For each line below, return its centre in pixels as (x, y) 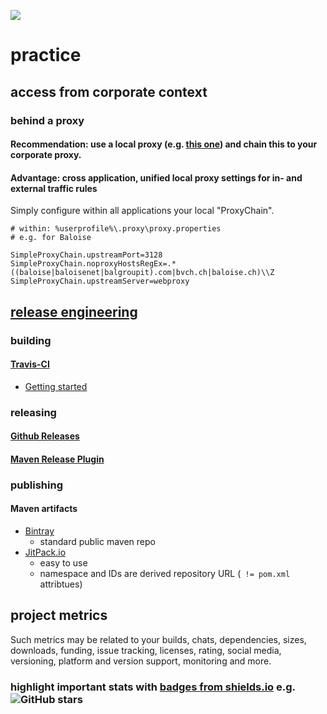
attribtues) (61, 584)
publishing (36, 485)
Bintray (39, 531)
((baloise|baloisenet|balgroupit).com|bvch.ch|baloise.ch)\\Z (142, 273)
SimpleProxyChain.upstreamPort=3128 (86, 255)
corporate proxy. (46, 155)
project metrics (59, 615)
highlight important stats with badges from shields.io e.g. (153, 687)
